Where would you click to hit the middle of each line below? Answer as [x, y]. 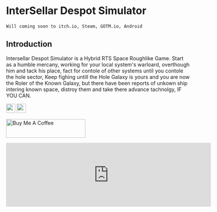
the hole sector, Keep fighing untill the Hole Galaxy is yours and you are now [98, 77]
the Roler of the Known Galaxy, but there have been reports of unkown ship [97, 83]
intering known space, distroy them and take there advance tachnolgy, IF [94, 89]
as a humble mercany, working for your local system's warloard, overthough [98, 64]
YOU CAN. [19, 95]
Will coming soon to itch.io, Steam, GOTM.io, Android [74, 26]
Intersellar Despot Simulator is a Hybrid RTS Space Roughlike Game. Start [95, 58]
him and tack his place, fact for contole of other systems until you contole [95, 71]
